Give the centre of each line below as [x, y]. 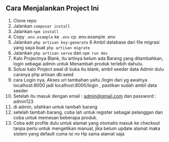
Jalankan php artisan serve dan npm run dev [60, 53]
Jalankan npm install [36, 31]
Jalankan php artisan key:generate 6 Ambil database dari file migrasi [86, 42]
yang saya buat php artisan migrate [52, 47]
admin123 [23, 101]
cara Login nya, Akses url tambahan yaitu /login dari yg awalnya [80, 80]
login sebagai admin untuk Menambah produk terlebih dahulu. [78, 63]
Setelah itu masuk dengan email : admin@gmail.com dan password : [85, 96]
